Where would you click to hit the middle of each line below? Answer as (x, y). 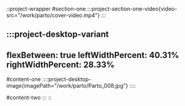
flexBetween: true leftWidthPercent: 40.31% (93, 55)
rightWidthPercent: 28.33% (60, 64)
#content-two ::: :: (29, 97)
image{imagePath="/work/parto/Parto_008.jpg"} (67, 86)
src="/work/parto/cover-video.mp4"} (53, 15)
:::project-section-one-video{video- (132, 9)
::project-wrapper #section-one (46, 9)
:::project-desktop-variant (57, 34)
